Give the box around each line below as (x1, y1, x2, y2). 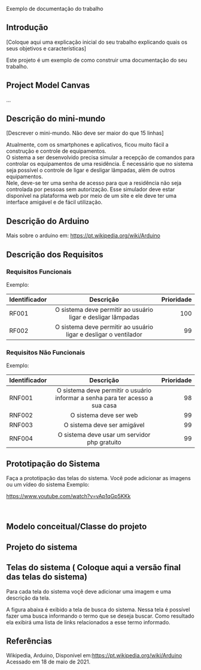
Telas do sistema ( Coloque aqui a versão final (6, 562, 181, 573)
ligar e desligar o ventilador (65, 330, 142, 338)
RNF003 (9, 421, 33, 429)
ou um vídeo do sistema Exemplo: (6, 481, 90, 489)
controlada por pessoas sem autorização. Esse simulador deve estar (6, 186, 175, 193)
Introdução (6, 22, 48, 32)
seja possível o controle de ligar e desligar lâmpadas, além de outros (6, 166, 175, 174)
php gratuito (86, 438, 121, 446)
